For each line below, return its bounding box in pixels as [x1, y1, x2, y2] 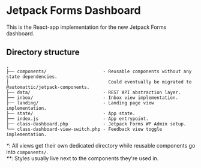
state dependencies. [6, 73, 58, 80]
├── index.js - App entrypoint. [6, 115, 149, 122]
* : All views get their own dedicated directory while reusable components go [6, 142, 196, 149]
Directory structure [6, 47, 80, 58]
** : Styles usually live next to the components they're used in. [6, 154, 159, 162]
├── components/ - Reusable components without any [6, 68, 192, 74]
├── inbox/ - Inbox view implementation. [6, 94, 179, 101]
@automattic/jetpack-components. [6, 84, 90, 90]
